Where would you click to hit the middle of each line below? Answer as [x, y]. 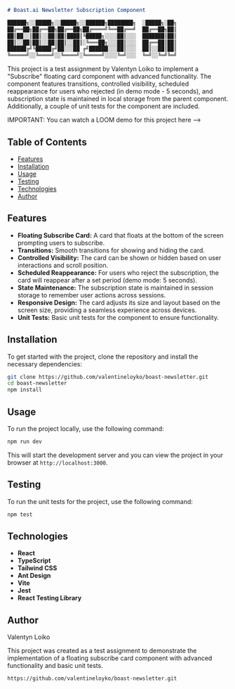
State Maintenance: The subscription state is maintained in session [115, 288]
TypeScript [34, 561]
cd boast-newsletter [38, 383]
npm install [25, 390]
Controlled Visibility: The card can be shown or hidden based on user [119, 257]
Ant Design [34, 576]
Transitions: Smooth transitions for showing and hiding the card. [111, 250]
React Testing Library [49, 598]
